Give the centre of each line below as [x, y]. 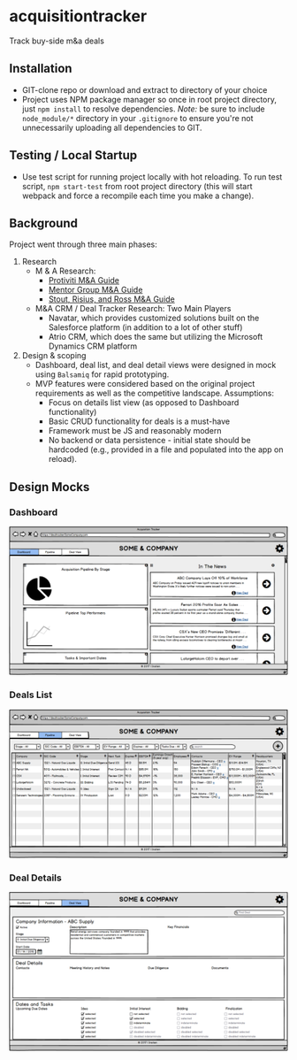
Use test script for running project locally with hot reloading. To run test [152, 177]
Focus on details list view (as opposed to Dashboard [144, 403]
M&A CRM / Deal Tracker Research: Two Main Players [133, 309]
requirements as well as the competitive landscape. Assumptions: [154, 393]
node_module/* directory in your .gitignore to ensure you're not [137, 118]
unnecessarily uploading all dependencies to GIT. [112, 127]
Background [43, 223]
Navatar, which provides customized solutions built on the [154, 318]
